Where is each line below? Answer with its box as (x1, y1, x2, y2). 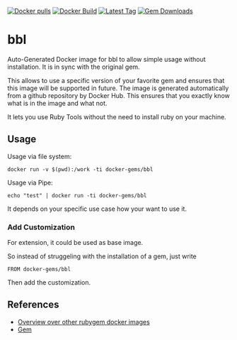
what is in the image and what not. (7, 99, 108, 107)
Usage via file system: (7, 152, 72, 160)
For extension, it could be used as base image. (7, 238, 144, 247)
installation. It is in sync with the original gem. (7, 62, 140, 71)
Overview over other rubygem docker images (17, 317, 150, 326)
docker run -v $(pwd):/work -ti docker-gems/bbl (7, 165, 154, 173)
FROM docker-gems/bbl (7, 266, 71, 273)
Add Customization (7, 222, 76, 232)
